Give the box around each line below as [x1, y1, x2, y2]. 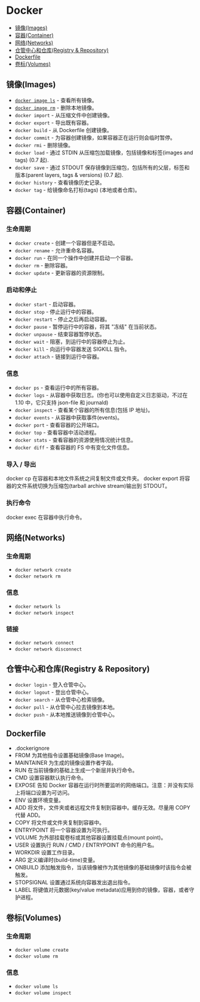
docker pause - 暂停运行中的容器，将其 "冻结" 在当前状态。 [14, 323, 160, 330]
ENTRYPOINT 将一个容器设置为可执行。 [14, 826, 113, 833]
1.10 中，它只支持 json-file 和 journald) [14, 399, 109, 407]
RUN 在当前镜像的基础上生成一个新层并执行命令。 [14, 766, 138, 774]
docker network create [14, 567, 72, 573]
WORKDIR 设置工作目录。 [14, 848, 78, 856]
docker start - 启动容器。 [14, 300, 79, 308]
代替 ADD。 [14, 811, 44, 818]
